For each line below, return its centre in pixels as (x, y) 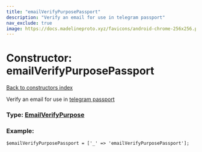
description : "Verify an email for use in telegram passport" (86, 17)
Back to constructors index (40, 88)
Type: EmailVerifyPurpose (45, 115)
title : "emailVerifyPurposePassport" (54, 12)
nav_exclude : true (29, 23)
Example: (20, 131)
